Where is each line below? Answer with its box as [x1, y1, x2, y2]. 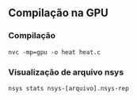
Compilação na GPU [8, 6, 108, 20]
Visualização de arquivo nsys [8, 67, 124, 78]
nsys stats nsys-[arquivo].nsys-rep [8, 84, 129, 92]
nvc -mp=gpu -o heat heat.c [8, 48, 101, 56]
